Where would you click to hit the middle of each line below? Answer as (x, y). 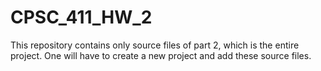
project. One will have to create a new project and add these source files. (161, 55)
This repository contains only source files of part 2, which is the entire (155, 45)
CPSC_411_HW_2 (81, 17)
